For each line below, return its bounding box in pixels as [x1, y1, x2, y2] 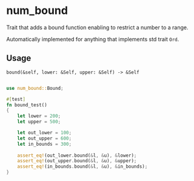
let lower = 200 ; [17, 113, 61, 119]
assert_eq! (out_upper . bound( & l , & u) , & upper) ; [17, 158, 137, 164]
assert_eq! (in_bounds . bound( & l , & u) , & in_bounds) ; [17, 163, 148, 170]
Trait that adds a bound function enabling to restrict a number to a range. [6, 24, 189, 31]
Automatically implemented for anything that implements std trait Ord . [6, 35, 179, 43]
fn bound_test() [6, 101, 47, 108]
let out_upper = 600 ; [17, 135, 72, 142]
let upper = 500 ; [17, 119, 61, 125]
